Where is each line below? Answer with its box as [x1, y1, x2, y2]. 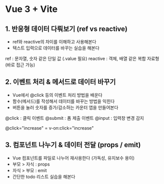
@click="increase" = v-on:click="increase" [5, 125, 94, 131]
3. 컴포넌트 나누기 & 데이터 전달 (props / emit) [5, 141, 141, 149]
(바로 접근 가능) [5, 62, 35, 68]
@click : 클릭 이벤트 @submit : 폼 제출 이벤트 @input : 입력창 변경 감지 [5, 115, 144, 121]
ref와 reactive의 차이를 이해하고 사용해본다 [12, 39, 96, 44]
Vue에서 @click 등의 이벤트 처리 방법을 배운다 [12, 92, 102, 98]
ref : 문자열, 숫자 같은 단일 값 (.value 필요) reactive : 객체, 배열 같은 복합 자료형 [5, 56, 159, 61]
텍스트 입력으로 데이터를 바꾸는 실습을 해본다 [12, 45, 100, 51]
